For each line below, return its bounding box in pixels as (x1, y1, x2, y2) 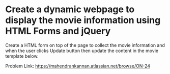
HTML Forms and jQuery (5, 26, 111, 37)
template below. (5, 53, 39, 59)
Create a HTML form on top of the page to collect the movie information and (5, 42, 165, 48)
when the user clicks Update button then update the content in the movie (5, 47, 159, 54)
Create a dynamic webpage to (5, 4, 135, 15)
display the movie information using (5, 14, 161, 26)
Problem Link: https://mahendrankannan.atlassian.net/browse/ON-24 (5, 63, 151, 69)
